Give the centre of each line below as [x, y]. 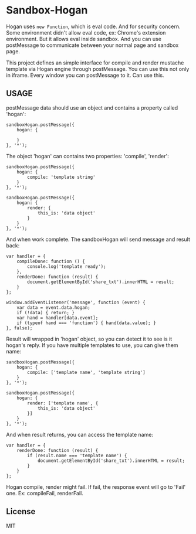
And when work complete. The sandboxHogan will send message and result [98, 239]
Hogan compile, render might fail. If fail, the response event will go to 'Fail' [96, 487]
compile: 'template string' [61, 177]
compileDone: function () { [51, 261]
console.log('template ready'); [67, 266]
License [21, 511]
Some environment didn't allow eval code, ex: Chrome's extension [86, 32]
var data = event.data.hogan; [54, 307]
